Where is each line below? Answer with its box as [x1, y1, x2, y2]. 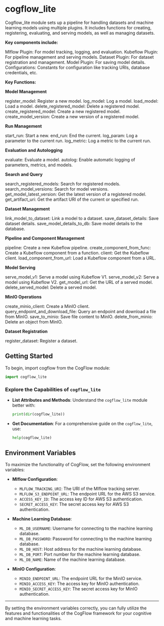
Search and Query [5, 171, 43, 177]
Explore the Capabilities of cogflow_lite [5, 386, 101, 393]
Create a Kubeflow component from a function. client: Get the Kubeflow [5, 250, 149, 256]
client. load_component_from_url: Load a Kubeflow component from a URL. [5, 255, 156, 261]
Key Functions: [5, 79, 37, 85]
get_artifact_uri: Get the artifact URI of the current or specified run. [5, 196, 139, 202]
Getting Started [5, 352, 53, 360]
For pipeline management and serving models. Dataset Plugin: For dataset [5, 54, 154, 60]
